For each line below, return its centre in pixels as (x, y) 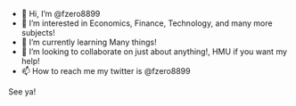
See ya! (22, 92)
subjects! (38, 33)
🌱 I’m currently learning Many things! (89, 42)
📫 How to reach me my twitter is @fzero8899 (106, 71)
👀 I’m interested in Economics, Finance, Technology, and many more (147, 23)
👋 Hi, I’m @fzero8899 (61, 14)
